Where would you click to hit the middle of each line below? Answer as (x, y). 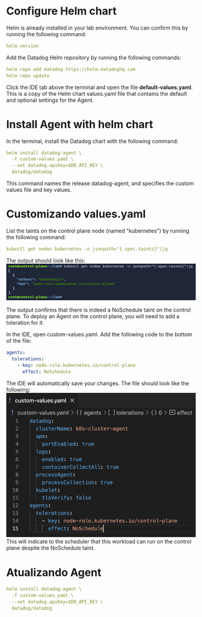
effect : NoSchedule (46, 372)
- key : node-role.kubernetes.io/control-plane (76, 366)
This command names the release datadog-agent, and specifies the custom (100, 183)
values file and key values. (39, 190)
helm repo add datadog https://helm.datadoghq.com (71, 69)
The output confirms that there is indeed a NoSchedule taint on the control (99, 310)
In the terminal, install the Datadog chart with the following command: (92, 141)
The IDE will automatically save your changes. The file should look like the (98, 383)
